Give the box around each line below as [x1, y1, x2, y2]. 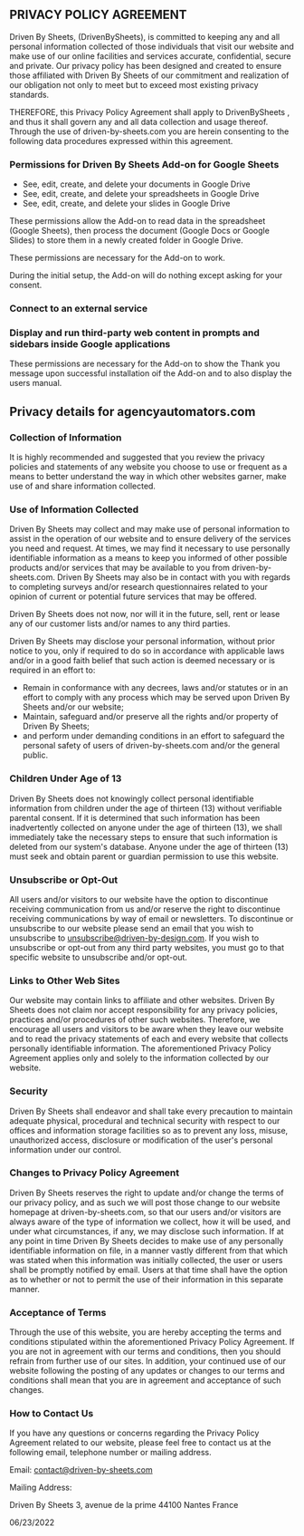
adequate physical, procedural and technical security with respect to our [9, 1115, 280, 1126]
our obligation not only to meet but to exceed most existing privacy [9, 79, 260, 90]
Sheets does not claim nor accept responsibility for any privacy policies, [9, 1005, 279, 1016]
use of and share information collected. [9, 480, 157, 492]
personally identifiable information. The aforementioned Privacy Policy [9, 1043, 271, 1054]
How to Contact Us [9, 1407, 94, 1420]
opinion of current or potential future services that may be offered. [9, 591, 258, 602]
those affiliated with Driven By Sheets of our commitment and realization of [9, 70, 290, 81]
